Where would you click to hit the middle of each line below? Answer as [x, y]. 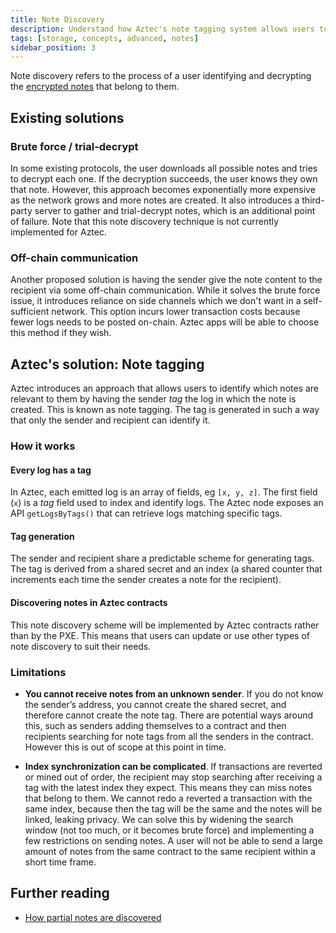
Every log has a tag [51, 470]
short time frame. [60, 862]
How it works [43, 446]
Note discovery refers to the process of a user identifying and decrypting [161, 76]
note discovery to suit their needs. [81, 646]
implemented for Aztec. [58, 232]
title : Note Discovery [57, 19]
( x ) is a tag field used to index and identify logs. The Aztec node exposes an [167, 503]
